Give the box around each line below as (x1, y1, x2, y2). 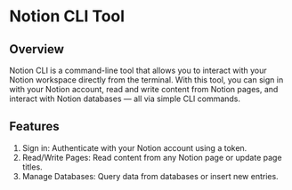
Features (9, 119, 60, 134)
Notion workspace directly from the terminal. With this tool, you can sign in (9, 75, 284, 85)
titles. (21, 162, 43, 172)
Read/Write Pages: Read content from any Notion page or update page (21, 152, 282, 162)
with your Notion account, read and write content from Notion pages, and (9, 84, 279, 94)
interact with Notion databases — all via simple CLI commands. (9, 93, 241, 104)
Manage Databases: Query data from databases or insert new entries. (21, 170, 279, 181)
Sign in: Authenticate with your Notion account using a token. (21, 142, 247, 153)
